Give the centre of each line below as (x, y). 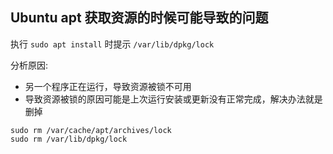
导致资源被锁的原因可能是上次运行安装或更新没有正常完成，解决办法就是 (173, 99)
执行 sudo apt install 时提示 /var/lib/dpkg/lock (112, 44)
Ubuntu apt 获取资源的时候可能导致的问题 (139, 18)
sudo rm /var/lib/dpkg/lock (69, 139)
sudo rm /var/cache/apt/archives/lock (91, 130)
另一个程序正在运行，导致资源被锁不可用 (108, 86)
